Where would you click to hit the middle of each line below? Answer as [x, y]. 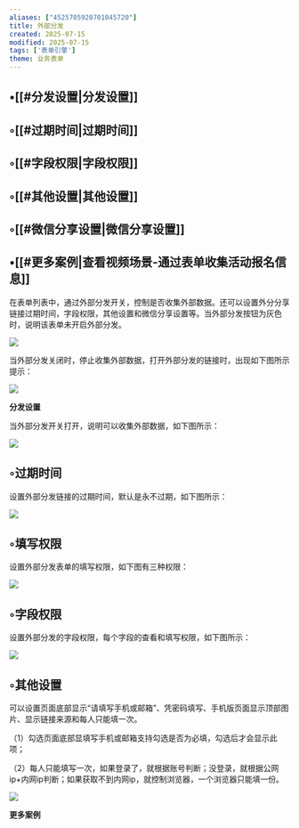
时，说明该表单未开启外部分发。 [68, 324]
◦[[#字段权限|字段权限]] [74, 163]
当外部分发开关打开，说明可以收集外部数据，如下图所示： [114, 426]
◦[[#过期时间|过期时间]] [74, 130]
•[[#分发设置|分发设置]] [74, 97]
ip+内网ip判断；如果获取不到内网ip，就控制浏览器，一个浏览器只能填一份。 [147, 779]
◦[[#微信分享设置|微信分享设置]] [97, 229]
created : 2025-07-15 [48, 34]
